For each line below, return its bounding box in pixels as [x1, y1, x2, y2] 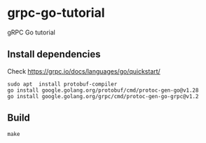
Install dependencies [7, 48, 101, 60]
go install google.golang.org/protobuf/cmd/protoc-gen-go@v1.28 [7, 86, 199, 94]
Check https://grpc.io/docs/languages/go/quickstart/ [7, 67, 161, 75]
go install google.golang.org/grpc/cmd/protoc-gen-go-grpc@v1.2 [7, 93, 199, 100]
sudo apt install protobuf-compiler [7, 81, 118, 88]
